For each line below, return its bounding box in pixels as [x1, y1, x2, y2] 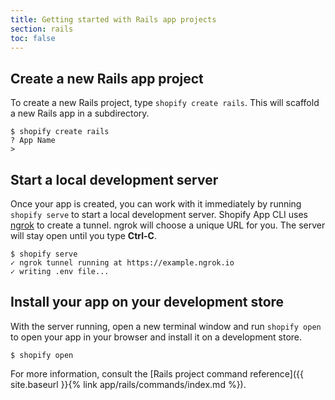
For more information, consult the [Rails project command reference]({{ [10, 367, 304, 380]
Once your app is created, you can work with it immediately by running [10, 198, 302, 210]
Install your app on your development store [10, 294, 285, 311]
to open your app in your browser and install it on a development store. [10, 331, 303, 343]
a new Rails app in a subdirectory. [10, 107, 150, 120]
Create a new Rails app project [10, 70, 204, 87]
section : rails [10, 24, 74, 34]
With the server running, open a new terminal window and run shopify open [10, 320, 322, 332]
